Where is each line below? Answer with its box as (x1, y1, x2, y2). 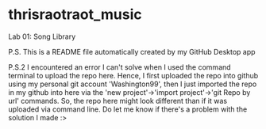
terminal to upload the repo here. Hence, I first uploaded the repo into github (8, 70, 259, 80)
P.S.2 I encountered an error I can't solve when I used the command (8, 62, 232, 72)
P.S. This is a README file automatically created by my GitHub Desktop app (8, 47, 256, 56)
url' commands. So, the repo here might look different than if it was (8, 96, 228, 105)
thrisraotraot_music (8, 6, 142, 24)
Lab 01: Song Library (8, 32, 76, 41)
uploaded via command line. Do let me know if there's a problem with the (8, 104, 248, 114)
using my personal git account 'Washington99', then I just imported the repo (8, 79, 257, 89)
